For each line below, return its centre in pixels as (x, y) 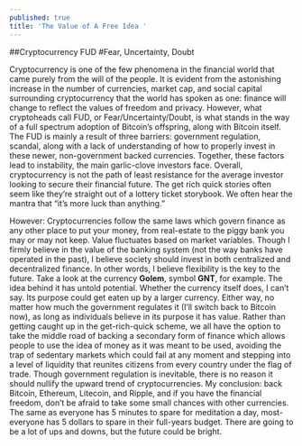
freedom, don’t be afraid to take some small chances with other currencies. (149, 403)
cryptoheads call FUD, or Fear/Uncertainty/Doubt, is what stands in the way (150, 117)
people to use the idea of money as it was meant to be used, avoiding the (146, 345)
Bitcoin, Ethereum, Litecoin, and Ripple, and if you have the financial (136, 393)
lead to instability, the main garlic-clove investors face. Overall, (126, 165)
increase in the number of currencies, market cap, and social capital (136, 88)
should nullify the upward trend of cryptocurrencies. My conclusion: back (146, 383)
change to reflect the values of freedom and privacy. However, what (136, 107)
